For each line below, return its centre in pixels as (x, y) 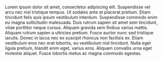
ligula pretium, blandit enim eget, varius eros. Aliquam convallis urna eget (79, 48)
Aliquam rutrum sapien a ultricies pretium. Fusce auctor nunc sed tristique (79, 33)
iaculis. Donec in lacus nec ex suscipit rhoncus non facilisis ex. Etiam (74, 38)
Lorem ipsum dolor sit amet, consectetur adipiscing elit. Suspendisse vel (78, 7)
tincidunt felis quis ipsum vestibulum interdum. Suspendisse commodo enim (81, 17)
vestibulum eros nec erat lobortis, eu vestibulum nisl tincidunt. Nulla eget (78, 43)
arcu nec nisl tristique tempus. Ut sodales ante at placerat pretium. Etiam (78, 12)
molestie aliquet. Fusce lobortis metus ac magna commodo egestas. (73, 53)
